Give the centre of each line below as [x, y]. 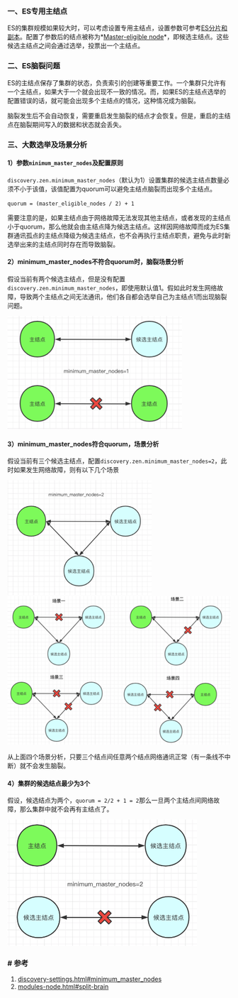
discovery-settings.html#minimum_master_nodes [90, 979]
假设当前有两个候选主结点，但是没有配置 [66, 279]
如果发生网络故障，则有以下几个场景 [66, 470]
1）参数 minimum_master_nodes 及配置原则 [66, 163]
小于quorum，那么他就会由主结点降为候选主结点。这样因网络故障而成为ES [116, 226]
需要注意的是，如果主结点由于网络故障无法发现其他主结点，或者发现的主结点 [119, 217]
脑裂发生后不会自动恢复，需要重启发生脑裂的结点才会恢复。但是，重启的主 [116, 116]
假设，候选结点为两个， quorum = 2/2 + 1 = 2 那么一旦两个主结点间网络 [110, 801]
